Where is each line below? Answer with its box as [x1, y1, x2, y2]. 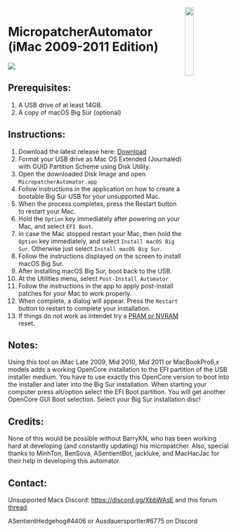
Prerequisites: [8, 82, 71, 94]
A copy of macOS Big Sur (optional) [18, 108, 122, 117]
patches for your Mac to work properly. [18, 289, 132, 297]
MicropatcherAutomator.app [18, 179, 98, 186]
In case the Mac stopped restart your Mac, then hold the [18, 229, 182, 238]
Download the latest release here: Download [18, 147, 147, 155]
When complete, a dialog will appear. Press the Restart [18, 297, 178, 305]
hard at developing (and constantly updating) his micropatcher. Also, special [8, 442, 229, 450]
